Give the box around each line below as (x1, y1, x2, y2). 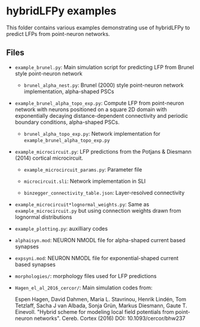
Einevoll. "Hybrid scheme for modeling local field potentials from (14, 308, 174, 315)
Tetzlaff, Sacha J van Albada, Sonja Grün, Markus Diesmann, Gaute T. (14, 302, 187, 309)
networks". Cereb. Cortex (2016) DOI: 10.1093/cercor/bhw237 (34, 314, 186, 322)
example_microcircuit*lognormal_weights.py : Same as (14, 200, 150, 207)
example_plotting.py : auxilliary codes (14, 225, 108, 232)
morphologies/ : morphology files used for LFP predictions (14, 272, 157, 279)
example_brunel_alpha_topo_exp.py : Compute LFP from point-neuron (14, 99, 184, 106)
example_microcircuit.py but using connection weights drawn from (14, 207, 181, 214)
